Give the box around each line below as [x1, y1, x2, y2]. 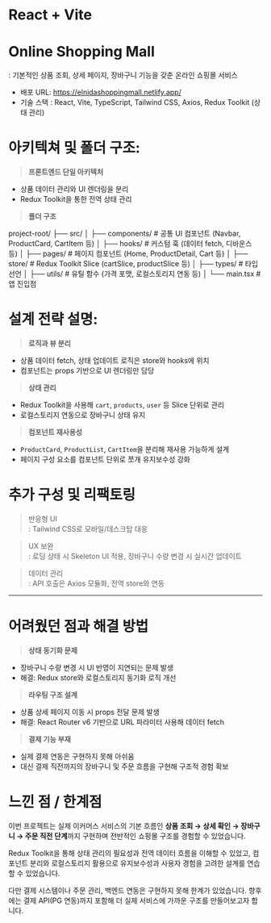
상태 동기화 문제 [27, 645, 78, 655]
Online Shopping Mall [8, 43, 156, 61]
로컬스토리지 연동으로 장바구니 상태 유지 [19, 410, 146, 420]
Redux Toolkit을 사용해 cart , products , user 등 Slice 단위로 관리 [19, 400, 224, 409]
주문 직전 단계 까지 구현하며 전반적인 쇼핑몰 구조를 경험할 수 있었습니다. [24, 831, 246, 841]
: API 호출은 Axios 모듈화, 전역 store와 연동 [27, 578, 165, 588]
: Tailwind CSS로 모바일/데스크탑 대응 [27, 524, 148, 533]
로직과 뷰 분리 [27, 339, 71, 348]
